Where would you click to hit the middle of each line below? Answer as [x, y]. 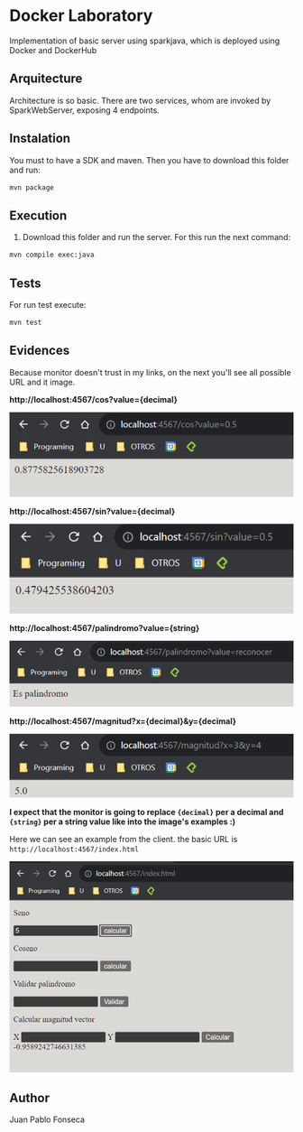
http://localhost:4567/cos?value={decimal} [94, 399]
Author [29, 1098]
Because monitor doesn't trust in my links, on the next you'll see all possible [150, 372]
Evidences [40, 351]
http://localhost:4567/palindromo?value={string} [105, 627]
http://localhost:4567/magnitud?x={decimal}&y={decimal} [123, 721]
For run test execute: [48, 304]
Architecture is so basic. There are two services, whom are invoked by [140, 100]
